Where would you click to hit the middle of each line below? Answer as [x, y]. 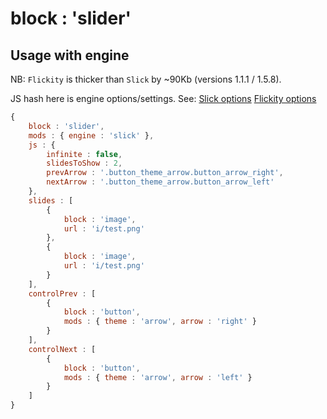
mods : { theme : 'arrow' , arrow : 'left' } [158, 377]
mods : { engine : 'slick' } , [91, 135]
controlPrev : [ [62, 293]
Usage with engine [70, 55]
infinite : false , [84, 154]
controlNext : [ [62, 349]
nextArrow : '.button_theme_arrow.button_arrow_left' [160, 182]
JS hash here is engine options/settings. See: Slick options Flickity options [163, 98]
